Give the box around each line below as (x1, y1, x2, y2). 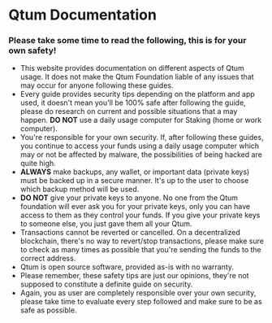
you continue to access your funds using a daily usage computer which (19, 141, 260, 151)
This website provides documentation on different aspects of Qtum (19, 63, 245, 73)
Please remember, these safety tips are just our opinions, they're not (19, 271, 249, 281)
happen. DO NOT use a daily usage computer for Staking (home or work (19, 116, 262, 125)
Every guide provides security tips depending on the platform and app (19, 89, 256, 99)
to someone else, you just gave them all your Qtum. (19, 219, 192, 229)
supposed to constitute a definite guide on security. (19, 279, 193, 290)
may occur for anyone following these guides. (19, 81, 174, 90)
